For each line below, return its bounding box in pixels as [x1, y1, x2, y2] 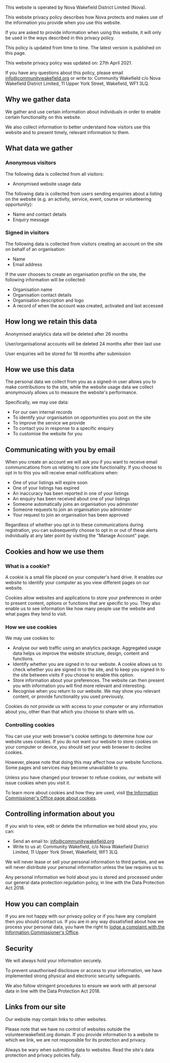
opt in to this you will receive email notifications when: [5, 470, 119, 476]
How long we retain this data [5, 317, 97, 326]
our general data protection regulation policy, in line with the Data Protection [5, 880, 165, 886]
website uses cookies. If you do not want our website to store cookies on [5, 738, 158, 745]
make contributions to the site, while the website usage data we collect [5, 384, 154, 390]
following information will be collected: [5, 276, 86, 282]
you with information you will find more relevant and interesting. [12, 683, 146, 689]
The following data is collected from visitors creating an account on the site [5, 241, 163, 247]
